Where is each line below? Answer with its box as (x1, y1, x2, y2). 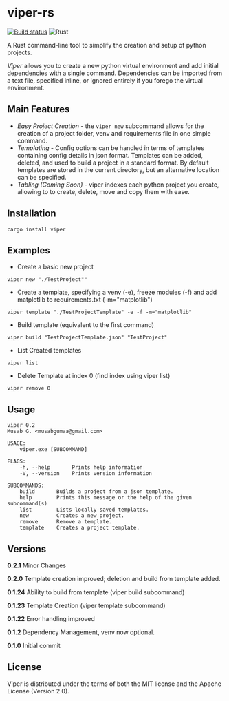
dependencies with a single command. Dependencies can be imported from (7, 69, 222, 77)
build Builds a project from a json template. (19, 488, 174, 495)
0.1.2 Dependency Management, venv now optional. (7, 628, 155, 636)
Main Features (7, 103, 70, 115)
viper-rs (7, 5, 55, 21)
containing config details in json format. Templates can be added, (17, 151, 204, 159)
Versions (7, 543, 47, 555)
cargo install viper (7, 226, 67, 233)
